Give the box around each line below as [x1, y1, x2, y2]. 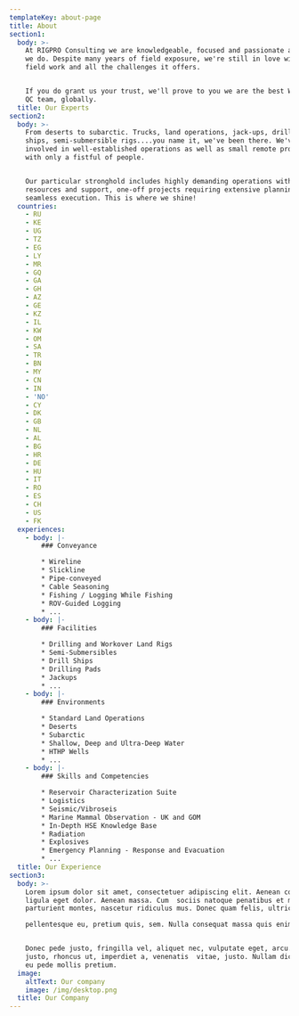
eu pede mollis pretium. [25, 960, 117, 970]
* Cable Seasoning [41, 582, 109, 591]
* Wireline [41, 558, 82, 567]
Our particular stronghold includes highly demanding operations [25, 176, 273, 185]
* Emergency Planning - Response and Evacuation [41, 846, 225, 856]
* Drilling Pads [41, 665, 101, 674]
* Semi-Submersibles [41, 648, 117, 657]
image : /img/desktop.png [25, 986, 117, 995]
